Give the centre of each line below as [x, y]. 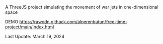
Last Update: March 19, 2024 [35, 36]
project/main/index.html [30, 27]
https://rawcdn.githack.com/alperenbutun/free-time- [73, 22]
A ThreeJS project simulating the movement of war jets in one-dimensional [82, 7]
